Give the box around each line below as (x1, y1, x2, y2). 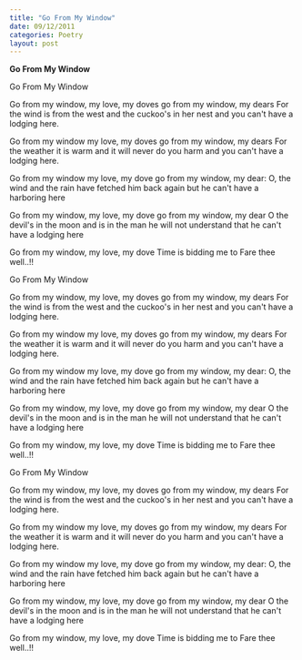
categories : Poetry (9, 30, 84, 39)
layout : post (9, 38, 59, 48)
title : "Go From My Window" (9, 13, 116, 23)
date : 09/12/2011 (9, 22, 75, 31)
